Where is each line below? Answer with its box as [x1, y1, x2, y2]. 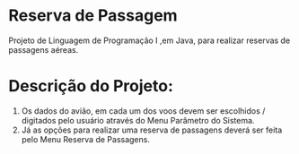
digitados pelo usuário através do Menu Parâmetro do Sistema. [21, 115, 255, 125]
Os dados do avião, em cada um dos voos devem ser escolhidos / [21, 105, 266, 116]
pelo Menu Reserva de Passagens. [21, 133, 150, 144]
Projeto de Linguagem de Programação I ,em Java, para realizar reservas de [8, 35, 291, 46]
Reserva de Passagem [8, 5, 178, 26]
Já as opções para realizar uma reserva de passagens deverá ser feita [21, 124, 283, 135]
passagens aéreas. [8, 44, 79, 55]
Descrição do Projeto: [8, 76, 174, 97]
